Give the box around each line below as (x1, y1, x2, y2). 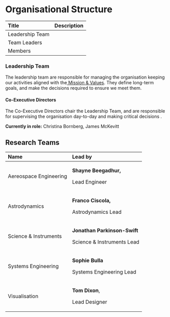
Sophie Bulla (72, 257, 104, 264)
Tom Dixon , (72, 287, 101, 294)
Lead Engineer (72, 179, 107, 186)
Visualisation (8, 292, 39, 300)
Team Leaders (8, 39, 42, 46)
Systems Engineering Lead (72, 269, 137, 276)
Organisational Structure (5, 4, 113, 15)
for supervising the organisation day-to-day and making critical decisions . (5, 113, 162, 119)
